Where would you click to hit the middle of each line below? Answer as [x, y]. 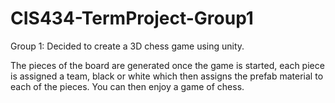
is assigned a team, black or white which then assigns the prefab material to [167, 76]
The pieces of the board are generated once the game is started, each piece [167, 65]
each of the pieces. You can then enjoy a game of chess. [127, 86]
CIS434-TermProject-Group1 [132, 18]
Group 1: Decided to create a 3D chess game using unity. [127, 46]
